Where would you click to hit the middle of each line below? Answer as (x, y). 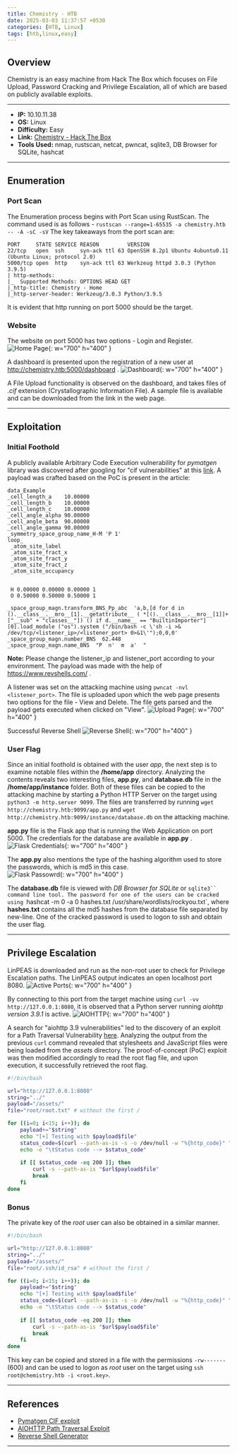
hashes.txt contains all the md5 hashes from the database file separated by (118, 910)
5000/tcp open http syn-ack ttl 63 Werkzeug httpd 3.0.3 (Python (112, 263)
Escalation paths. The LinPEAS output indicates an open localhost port (110, 978)
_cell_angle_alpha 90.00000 (49, 515)
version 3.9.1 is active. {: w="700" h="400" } (89, 1014)
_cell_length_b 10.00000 (49, 503)
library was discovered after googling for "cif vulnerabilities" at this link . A (114, 470)
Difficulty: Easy (41, 130)
